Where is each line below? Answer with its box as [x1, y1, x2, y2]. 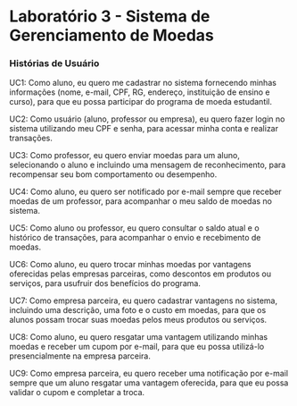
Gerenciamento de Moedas [9, 25, 214, 46]
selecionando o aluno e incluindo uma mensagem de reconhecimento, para [9, 159, 286, 171]
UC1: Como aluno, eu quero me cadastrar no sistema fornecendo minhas [9, 78, 276, 89]
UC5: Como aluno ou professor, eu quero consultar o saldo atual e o [9, 223, 260, 233]
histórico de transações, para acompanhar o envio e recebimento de [9, 233, 261, 243]
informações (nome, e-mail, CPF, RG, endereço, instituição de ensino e [9, 87, 270, 97]
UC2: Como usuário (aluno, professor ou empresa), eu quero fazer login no [9, 114, 285, 124]
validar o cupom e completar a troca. [9, 387, 145, 398]
